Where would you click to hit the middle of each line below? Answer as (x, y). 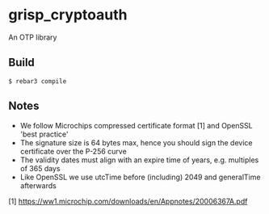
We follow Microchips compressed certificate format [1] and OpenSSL (136, 125)
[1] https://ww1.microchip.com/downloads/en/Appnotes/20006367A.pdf (128, 201)
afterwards (38, 185)
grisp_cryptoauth (68, 15)
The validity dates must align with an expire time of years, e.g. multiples (139, 160)
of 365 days (40, 168)
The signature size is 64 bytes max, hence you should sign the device (136, 142)
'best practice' (44, 134)
